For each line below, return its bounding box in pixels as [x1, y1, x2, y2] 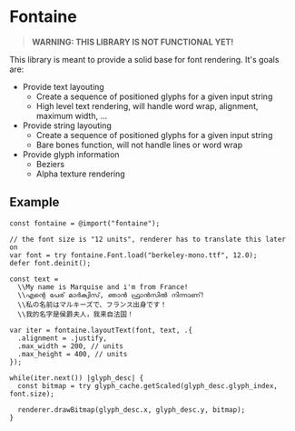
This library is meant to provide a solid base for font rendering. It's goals [9, 54, 280, 65]
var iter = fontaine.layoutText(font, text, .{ [9, 326, 193, 335]
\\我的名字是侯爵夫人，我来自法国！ [17, 309, 134, 319]
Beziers [35, 158, 65, 169]
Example [9, 195, 60, 210]
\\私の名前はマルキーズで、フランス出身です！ [17, 300, 168, 309]
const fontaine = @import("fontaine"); [9, 218, 161, 228]
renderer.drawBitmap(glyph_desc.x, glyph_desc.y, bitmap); [17, 405, 246, 415]
